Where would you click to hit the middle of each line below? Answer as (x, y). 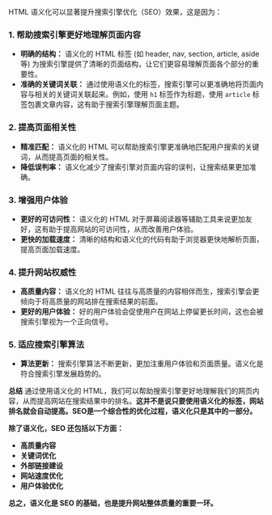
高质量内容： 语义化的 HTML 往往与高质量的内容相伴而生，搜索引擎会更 (140, 291)
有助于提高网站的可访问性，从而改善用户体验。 (120, 229)
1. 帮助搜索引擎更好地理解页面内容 (75, 35)
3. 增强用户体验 (38, 200)
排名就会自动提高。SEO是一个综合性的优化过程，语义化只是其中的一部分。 (133, 412)
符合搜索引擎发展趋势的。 (63, 374)
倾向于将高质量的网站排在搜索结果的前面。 (91, 302)
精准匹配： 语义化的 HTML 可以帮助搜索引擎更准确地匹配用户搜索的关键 (140, 146)
